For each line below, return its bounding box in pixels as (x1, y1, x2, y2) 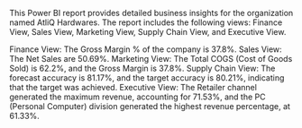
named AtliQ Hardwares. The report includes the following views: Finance (9, 17, 283, 28)
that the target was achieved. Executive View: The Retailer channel (9, 82, 257, 92)
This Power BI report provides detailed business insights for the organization (9, 8, 294, 18)
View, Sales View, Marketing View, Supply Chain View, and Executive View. (9, 27, 287, 37)
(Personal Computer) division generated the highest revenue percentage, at (9, 101, 291, 111)
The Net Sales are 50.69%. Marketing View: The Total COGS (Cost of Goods (9, 54, 293, 64)
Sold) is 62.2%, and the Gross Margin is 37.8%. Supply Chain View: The (9, 63, 276, 73)
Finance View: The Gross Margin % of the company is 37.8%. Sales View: (9, 44, 282, 55)
